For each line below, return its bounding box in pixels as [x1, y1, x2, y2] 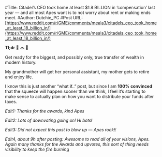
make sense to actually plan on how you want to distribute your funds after [5, 94, 154, 99]
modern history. [5, 59, 37, 65]
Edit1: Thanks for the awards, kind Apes [5, 108, 85, 114]
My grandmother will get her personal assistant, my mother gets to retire [5, 69, 149, 74]
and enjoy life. [5, 74, 33, 80]
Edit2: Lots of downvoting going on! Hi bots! [5, 117, 93, 123]
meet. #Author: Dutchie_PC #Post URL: [5, 15, 83, 20]
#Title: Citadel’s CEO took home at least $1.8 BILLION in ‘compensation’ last [5, 5, 156, 10]
